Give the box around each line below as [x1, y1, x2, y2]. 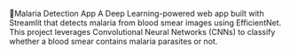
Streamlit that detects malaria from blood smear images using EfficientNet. [9, 17, 282, 28]
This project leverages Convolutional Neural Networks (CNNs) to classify [9, 27, 276, 37]
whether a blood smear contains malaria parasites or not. [9, 36, 218, 46]
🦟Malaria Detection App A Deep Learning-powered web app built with [9, 9, 264, 18]
